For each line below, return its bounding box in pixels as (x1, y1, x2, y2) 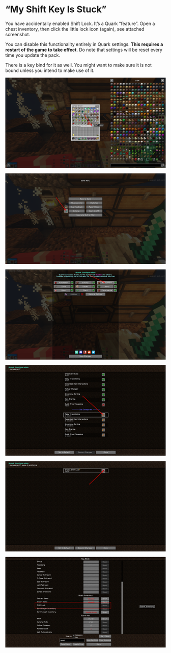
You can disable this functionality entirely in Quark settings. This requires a (5, 41, 163, 47)
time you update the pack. (5, 52, 60, 58)
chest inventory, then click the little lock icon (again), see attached (5, 26, 145, 32)
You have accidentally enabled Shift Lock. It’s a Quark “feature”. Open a (5, 20, 155, 27)
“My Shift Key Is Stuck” (5, 4, 107, 15)
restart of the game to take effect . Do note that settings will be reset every (5, 46, 163, 53)
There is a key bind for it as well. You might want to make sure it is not (5, 62, 152, 68)
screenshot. (5, 31, 31, 37)
